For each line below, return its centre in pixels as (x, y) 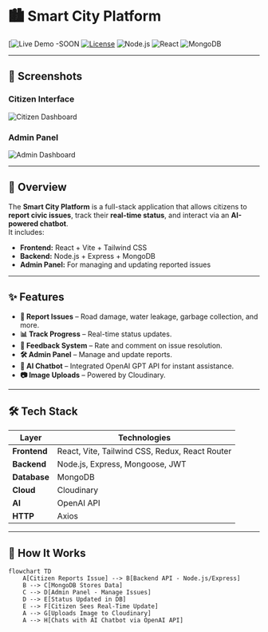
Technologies (145, 438)
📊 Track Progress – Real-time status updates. (96, 334)
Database (31, 477)
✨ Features (36, 297)
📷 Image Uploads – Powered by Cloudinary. (93, 375)
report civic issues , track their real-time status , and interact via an (119, 215)
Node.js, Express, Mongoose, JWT (122, 464)
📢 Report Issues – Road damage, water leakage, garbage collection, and (139, 316)
